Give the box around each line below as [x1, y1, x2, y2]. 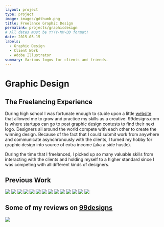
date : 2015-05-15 [5, 35, 41, 40]
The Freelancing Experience [5, 97, 93, 106]
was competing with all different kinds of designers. [5, 162, 110, 168]
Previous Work [5, 176, 51, 184]
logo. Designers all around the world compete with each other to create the [5, 126, 157, 132]
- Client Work [9, 48, 38, 53]
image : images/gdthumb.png [5, 16, 60, 21]
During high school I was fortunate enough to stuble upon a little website [5, 111, 152, 116]
